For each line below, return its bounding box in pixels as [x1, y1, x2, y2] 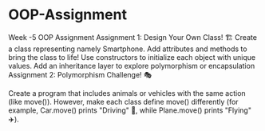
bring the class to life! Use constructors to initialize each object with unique [8, 52, 256, 62]
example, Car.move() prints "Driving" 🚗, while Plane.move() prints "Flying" [8, 105, 251, 115]
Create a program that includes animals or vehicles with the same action [8, 88, 246, 97]
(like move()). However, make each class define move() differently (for [8, 97, 239, 106]
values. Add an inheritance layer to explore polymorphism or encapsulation [8, 61, 255, 70]
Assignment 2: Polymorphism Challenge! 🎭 [8, 69, 152, 79]
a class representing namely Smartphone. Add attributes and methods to [8, 44, 247, 54]
